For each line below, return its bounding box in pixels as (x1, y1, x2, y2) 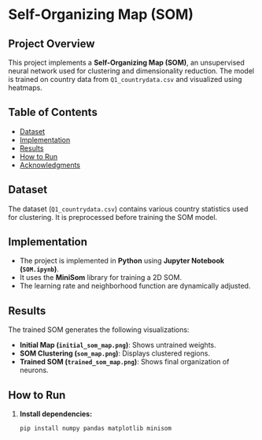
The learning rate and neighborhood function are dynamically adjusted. (19, 282, 251, 291)
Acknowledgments (19, 160, 81, 170)
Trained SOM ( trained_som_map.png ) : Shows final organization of (19, 357, 230, 367)
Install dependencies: (19, 409, 93, 419)
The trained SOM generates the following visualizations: (8, 325, 190, 334)
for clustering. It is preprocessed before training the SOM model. (8, 212, 218, 222)
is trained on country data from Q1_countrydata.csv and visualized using (8, 75, 242, 84)
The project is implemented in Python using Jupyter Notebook (19, 256, 225, 266)
